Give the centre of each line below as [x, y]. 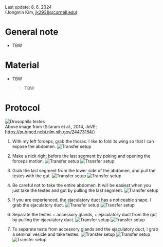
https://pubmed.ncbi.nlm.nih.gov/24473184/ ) [50, 132]
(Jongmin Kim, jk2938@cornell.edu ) [41, 12]
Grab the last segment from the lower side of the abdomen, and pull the [84, 170]
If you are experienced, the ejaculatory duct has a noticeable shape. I [81, 200]
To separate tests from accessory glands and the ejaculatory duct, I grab [85, 229]
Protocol [23, 108]
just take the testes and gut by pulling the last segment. [67, 190]
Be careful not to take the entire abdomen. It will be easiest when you [81, 185]
